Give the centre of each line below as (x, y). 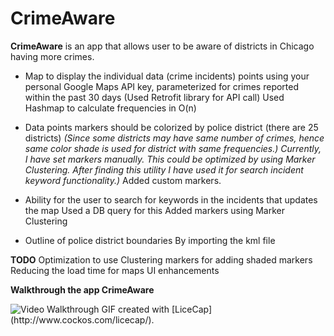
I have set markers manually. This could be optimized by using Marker (170, 159)
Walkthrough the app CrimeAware (82, 289)
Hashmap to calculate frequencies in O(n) (110, 108)
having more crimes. (52, 56)
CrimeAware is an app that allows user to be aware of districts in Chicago (162, 46)
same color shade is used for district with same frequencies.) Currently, (173, 148)
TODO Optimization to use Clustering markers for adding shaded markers (161, 259)
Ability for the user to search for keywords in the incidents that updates (171, 199)
